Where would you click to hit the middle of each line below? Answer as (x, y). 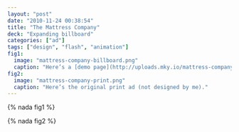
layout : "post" (30, 14)
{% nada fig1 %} (31, 107)
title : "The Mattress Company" (54, 27)
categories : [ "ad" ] (36, 41)
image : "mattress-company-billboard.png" (76, 61)
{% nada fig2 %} (32, 121)
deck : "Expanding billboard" (51, 34)
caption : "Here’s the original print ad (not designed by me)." (111, 87)
